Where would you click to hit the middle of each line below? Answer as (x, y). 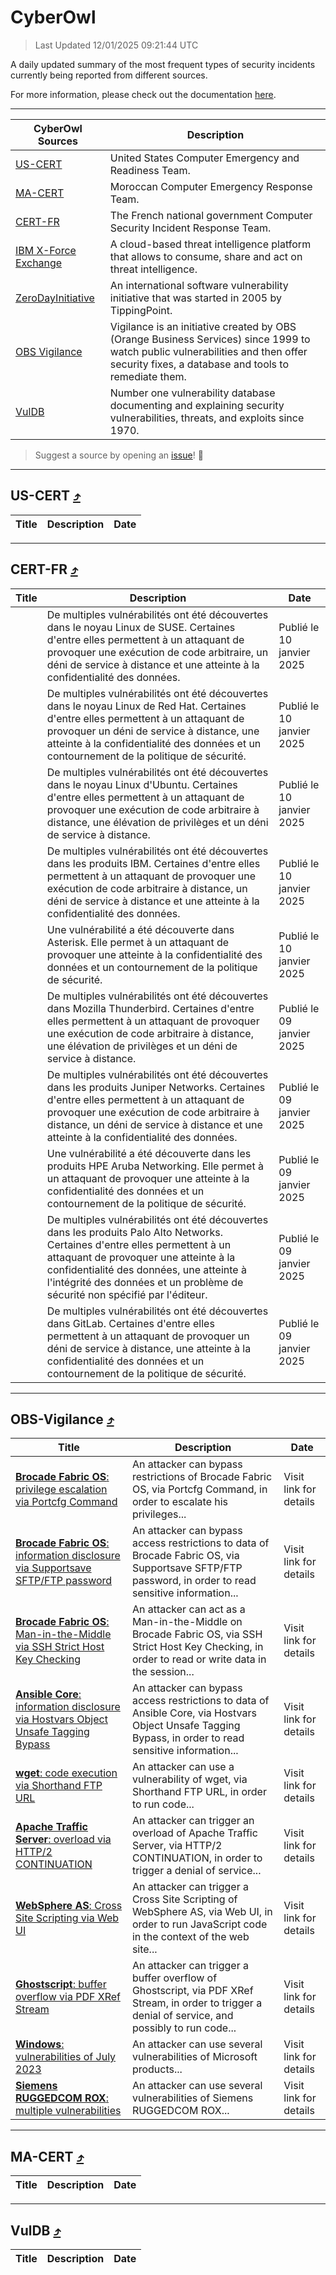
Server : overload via (63, 1839)
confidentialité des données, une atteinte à (146, 1269)
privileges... (159, 1514)
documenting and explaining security (197, 405)
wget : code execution (66, 1773)
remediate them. (148, 376)
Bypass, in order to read (188, 1738)
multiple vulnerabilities (68, 2111)
